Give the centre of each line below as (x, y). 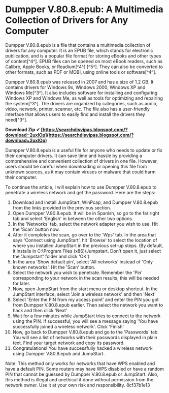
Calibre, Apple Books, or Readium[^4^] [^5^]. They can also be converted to (84, 67)
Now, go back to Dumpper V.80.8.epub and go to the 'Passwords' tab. (86, 332)
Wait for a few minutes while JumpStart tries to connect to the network (87, 316)
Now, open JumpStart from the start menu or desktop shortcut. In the (85, 289)
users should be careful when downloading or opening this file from (76, 166)
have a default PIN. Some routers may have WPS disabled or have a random (84, 369)
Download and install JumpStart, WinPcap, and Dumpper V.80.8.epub (85, 202)
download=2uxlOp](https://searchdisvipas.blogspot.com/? (70, 135)
